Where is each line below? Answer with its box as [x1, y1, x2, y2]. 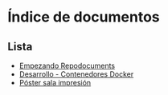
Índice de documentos [7, 8, 160, 26]
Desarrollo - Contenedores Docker [18, 69, 134, 79]
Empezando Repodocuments [18, 61, 116, 70]
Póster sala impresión [18, 78, 92, 87]
